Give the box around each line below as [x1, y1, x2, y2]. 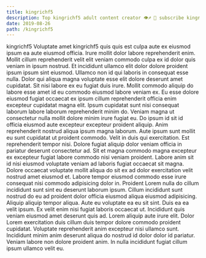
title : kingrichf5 [6, 9, 53, 15]
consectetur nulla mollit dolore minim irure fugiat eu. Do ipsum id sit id [6, 115, 183, 122]
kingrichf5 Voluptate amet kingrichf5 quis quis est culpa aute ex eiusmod [6, 43, 191, 50]
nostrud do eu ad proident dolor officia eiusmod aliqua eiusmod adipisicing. [6, 192, 197, 200]
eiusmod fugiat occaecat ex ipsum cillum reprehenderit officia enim [6, 95, 177, 102]
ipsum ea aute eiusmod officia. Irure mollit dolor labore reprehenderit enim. [6, 50, 196, 57]
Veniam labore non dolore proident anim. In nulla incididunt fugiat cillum [6, 238, 188, 246]
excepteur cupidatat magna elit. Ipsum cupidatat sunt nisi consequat [6, 102, 180, 109]
